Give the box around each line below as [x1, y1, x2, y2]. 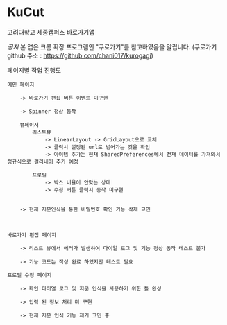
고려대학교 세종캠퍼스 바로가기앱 [7, 28, 95, 36]
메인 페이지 [7, 81, 35, 88]
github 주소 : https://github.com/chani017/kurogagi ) [7, 51, 154, 60]
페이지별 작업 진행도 [7, 66, 61, 74]
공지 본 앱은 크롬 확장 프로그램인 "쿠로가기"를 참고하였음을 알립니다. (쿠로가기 [7, 42, 217, 51]
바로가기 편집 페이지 [7, 231, 57, 238]
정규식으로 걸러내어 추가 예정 [7, 158, 78, 165]
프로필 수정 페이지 [7, 272, 52, 279]
